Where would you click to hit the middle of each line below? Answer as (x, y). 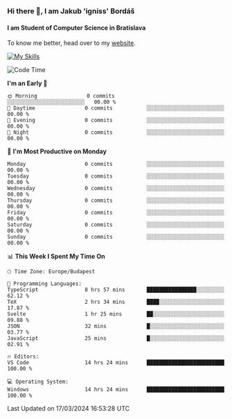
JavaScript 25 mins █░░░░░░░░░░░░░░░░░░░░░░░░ (116, 339)
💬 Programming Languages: (44, 284)
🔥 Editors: (23, 357)
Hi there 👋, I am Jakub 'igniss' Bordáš (71, 11)
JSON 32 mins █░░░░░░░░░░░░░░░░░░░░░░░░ (116, 326)
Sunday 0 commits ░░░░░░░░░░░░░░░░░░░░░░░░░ (116, 237)
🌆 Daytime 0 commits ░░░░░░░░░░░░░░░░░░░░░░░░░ (116, 108)
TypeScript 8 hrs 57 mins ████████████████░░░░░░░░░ (116, 290)
